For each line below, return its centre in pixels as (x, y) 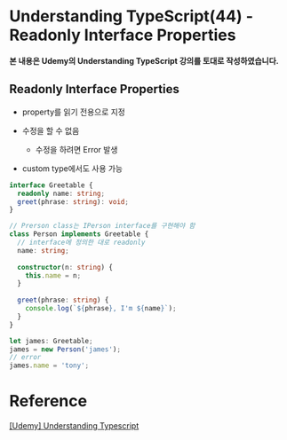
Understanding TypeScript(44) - (132, 16)
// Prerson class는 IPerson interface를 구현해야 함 (102, 226)
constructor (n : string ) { (65, 267)
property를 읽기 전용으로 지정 (74, 112)
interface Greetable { (51, 185)
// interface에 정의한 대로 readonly (81, 242)
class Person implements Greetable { (79, 234)
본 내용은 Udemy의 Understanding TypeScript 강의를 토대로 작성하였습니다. (144, 60)
